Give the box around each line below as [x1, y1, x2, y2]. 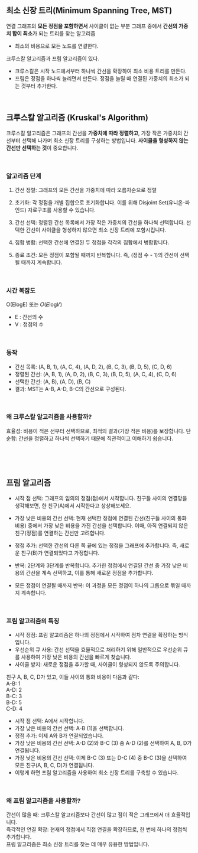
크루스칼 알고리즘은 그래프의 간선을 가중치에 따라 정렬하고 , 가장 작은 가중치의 [6, 129, 183, 136]
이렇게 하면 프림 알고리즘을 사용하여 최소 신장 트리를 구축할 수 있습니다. [14, 769, 179, 776]
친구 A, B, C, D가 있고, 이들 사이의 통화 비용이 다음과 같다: [6, 673, 140, 681]
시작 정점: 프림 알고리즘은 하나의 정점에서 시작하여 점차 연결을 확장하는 [14, 631, 177, 638]
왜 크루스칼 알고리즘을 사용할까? [6, 413, 92, 421]
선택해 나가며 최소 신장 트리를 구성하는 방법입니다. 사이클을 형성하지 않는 [21, 136, 189, 144]
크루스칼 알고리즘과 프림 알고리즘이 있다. [6, 55, 99, 62]
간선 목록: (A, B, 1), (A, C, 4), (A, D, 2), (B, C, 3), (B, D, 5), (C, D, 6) [14, 363, 173, 370]
